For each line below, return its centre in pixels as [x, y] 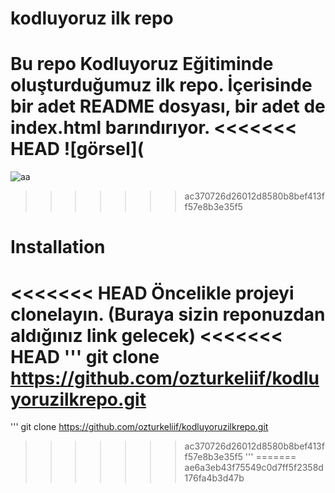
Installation [58, 247]
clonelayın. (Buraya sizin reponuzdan [168, 314]
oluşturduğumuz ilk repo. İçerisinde [161, 85]
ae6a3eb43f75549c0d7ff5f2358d [254, 468]
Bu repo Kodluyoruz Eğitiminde [142, 64]
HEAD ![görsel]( [77, 149]
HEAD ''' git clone [85, 356]
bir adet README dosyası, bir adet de [168, 106]
